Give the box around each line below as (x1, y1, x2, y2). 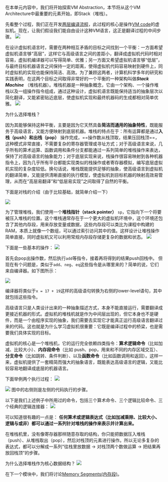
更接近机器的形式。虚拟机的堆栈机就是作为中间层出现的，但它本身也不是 (5, 311, 154, 317)
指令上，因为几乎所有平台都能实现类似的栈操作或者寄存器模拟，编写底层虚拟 (5, 160, 163, 165)
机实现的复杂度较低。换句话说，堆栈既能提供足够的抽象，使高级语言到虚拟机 (5, 166, 163, 172)
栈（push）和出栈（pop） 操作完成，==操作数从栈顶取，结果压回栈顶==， (5, 135, 160, 140)
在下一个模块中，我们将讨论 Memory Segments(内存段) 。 (5, 471, 122, 477)
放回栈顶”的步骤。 (5, 450, 42, 455)
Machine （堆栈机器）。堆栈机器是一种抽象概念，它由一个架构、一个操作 (5, 82, 154, 88)
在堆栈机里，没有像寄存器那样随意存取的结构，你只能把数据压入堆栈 (5, 431, 145, 437)
